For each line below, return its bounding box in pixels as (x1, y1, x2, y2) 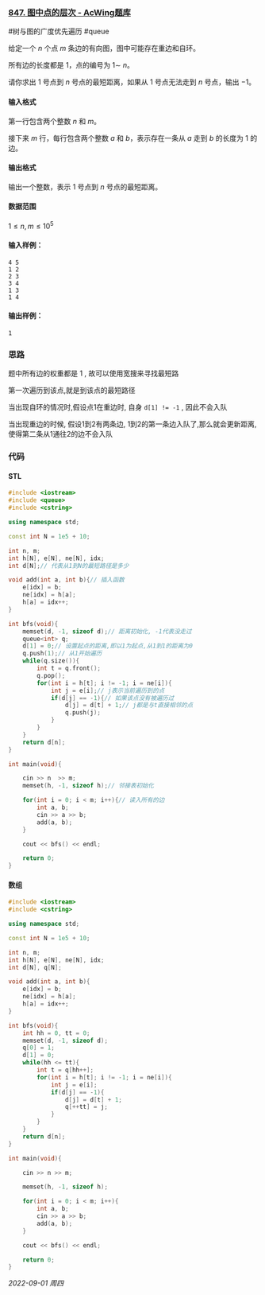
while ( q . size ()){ (22, 657, 80, 665)
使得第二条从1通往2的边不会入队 (8, 430, 113, 439)
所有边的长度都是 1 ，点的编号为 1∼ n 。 (8, 60, 135, 70)
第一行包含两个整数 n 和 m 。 (8, 116, 102, 126)
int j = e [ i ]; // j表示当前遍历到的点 (50, 686, 165, 694)
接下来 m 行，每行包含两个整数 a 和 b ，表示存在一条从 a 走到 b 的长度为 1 (8, 133, 248, 142)
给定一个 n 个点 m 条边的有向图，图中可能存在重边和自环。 (8, 44, 201, 53)
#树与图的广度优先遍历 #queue (8, 26, 109, 37)
